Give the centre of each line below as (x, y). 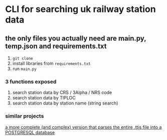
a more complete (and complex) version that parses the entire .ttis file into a (83, 127)
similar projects (25, 116)
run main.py (24, 69)
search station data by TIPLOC (44, 98)
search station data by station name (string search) (65, 103)
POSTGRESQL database (30, 132)
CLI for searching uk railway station (81, 9)
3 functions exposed (31, 81)
